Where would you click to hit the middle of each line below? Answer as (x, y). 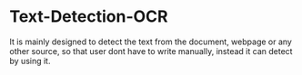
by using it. (30, 61)
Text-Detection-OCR (89, 17)
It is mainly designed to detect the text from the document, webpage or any (151, 42)
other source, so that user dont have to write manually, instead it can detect (151, 51)
